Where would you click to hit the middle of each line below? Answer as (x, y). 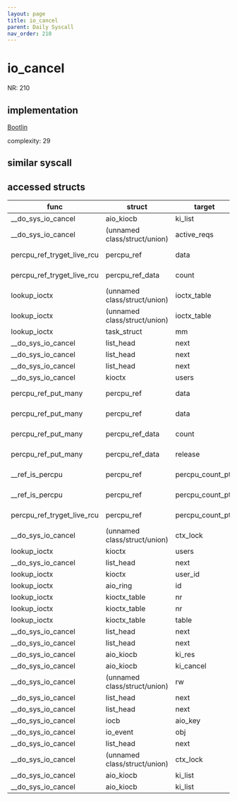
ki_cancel (191, 666)
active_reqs (194, 235)
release (188, 454)
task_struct (124, 332)
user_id (187, 574)
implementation (43, 110)
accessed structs (47, 187)
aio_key (188, 721)
